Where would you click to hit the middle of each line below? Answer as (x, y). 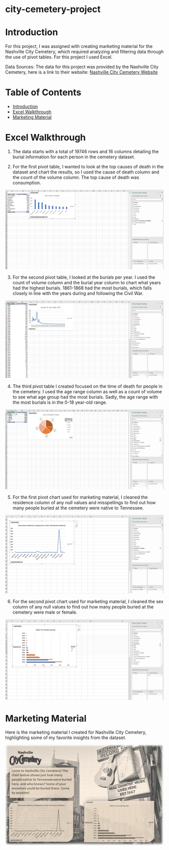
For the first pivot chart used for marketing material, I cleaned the (80, 497)
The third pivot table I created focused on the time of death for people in (87, 386)
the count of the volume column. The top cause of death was (76, 177)
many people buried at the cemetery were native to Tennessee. (78, 508)
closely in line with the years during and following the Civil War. (78, 293)
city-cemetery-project (53, 9)
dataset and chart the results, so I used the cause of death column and (86, 172)
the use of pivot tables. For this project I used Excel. (59, 57)
